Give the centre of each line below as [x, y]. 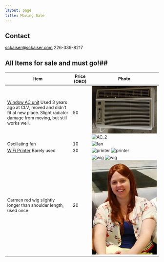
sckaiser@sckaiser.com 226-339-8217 [44, 48]
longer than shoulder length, [36, 205]
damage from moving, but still [37, 118]
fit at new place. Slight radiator [38, 113]
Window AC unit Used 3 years [37, 102]
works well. [19, 123]
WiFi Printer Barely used [31, 151]
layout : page [18, 10]
